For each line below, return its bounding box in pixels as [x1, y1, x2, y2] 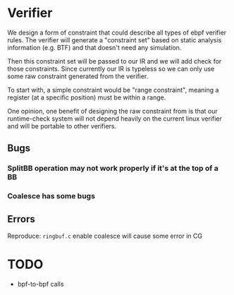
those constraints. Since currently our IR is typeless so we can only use [7, 64, 215, 73]
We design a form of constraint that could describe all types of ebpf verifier [7, 28, 227, 37]
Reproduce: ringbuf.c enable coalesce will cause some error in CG [7, 231, 203, 240]
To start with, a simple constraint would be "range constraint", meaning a [7, 85, 219, 94]
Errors [7, 213, 35, 225]
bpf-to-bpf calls [17, 279, 64, 288]
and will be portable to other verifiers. [7, 121, 117, 130]
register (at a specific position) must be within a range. [7, 93, 166, 102]
